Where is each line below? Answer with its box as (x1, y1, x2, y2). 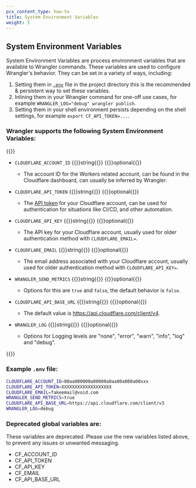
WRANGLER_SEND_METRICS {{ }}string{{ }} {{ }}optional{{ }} (14, 275, 142, 283)
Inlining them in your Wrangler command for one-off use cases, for (14, 94, 177, 101)
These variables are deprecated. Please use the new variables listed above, (6, 433, 190, 440)
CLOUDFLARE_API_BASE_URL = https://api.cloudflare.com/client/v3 (6, 400, 165, 407)
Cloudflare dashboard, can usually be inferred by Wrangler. (23, 177, 168, 184)
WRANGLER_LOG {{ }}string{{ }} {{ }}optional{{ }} (14, 321, 118, 328)
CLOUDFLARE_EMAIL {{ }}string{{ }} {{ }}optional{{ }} (14, 246, 129, 253)
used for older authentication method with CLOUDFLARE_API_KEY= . (23, 264, 178, 271)
